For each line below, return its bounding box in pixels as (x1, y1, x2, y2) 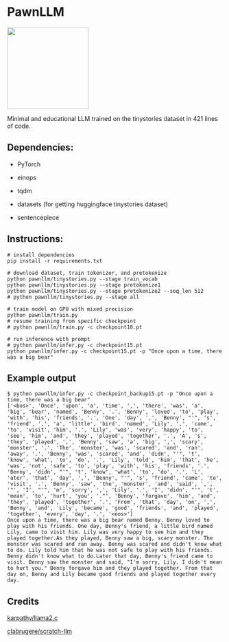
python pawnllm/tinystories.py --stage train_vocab (7, 276, 158, 283)
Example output (7, 372, 77, 384)
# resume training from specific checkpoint (7, 318, 136, 324)
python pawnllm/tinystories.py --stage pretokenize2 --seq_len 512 (7, 287, 204, 294)
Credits (7, 595, 40, 607)
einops (16, 173, 36, 181)
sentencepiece (16, 213, 60, 221)
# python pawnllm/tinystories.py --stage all (7, 294, 139, 300)
